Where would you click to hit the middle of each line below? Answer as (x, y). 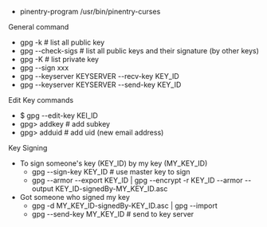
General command (39, 27)
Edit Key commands (41, 100)
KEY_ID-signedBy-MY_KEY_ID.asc (112, 189)
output (43, 189)
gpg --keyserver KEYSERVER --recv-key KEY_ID (99, 76)
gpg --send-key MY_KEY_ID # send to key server (113, 214)
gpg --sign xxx (44, 68)
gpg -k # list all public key (62, 42)
